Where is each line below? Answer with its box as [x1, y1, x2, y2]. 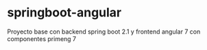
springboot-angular [7, 5, 122, 21]
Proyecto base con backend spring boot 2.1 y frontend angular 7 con [7, 27, 201, 36]
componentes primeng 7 [7, 34, 77, 42]
